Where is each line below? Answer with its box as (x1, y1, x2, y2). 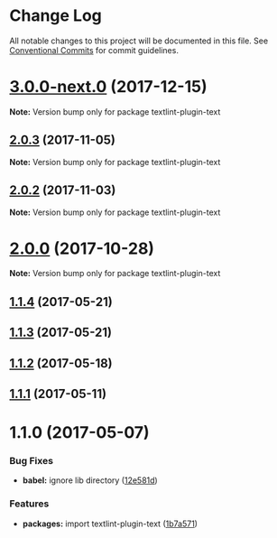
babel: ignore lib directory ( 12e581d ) (22, 475, 158, 486)
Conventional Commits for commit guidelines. (9, 44, 179, 55)
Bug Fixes (9, 455, 54, 468)
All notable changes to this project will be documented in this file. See (9, 35, 269, 46)
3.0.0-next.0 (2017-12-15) (9, 77, 208, 97)
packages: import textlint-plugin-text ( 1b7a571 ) (22, 518, 199, 529)
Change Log (9, 5, 102, 26)
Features (9, 497, 50, 510)
